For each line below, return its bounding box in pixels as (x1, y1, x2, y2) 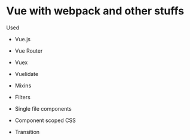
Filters (14, 93, 31, 101)
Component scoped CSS (14, 117, 76, 124)
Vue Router (14, 47, 43, 54)
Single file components (14, 105, 72, 112)
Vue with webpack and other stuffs (6, 4, 184, 18)
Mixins (14, 82, 32, 89)
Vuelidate (14, 70, 39, 77)
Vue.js (14, 35, 31, 42)
